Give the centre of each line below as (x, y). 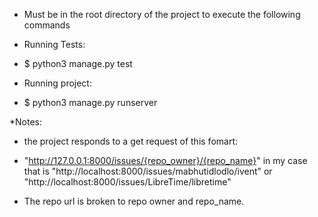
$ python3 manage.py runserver (90, 102)
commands (47, 25)
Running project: (57, 83)
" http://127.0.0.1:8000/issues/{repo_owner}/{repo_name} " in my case (165, 160)
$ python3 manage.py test (78, 63)
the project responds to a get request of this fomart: (130, 141)
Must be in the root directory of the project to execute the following (162, 14)
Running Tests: (54, 44)
